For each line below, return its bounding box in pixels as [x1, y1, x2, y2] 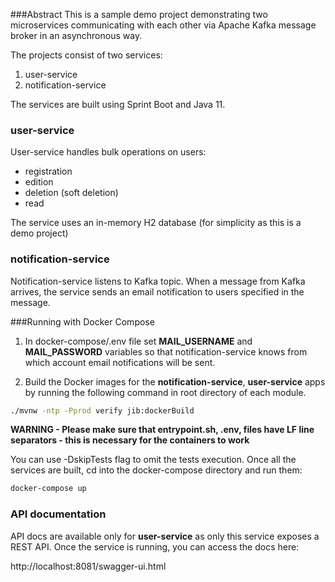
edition [24, 176, 54, 188]
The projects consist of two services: [10, 49, 163, 61]
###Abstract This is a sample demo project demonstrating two [10, 9, 268, 20]
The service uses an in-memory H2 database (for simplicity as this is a [10, 217, 302, 229]
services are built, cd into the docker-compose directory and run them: [10, 464, 303, 476]
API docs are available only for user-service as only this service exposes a [10, 530, 320, 542]
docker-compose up [10, 484, 87, 494]
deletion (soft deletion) [24, 187, 119, 199]
